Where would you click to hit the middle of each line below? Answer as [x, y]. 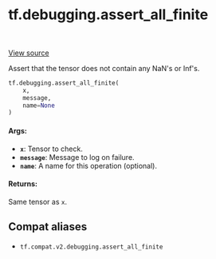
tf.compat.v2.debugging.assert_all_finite [91, 247]
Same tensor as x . [38, 201]
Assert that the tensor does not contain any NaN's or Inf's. [104, 68]
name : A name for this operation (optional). [88, 165]
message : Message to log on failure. [77, 157]
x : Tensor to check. [51, 149]
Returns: [23, 184]
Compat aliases [48, 227]
